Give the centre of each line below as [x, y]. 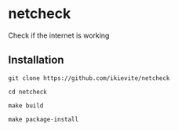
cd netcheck [27, 92]
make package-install [44, 119]
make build [26, 106]
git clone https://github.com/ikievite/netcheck [89, 78]
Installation [36, 60]
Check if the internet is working [59, 35]
